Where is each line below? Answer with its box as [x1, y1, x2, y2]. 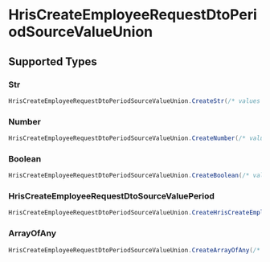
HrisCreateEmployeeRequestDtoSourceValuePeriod [8, 190, 215, 202]
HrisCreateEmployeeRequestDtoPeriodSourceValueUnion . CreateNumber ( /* [8, 134, 247, 142]
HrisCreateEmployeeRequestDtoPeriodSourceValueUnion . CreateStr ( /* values [8, 96, 261, 105]
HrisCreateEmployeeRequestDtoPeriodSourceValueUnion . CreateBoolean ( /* [8, 171, 250, 180]
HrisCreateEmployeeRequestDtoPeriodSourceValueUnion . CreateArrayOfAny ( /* [8, 246, 261, 254]
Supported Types [8, 55, 98, 68]
